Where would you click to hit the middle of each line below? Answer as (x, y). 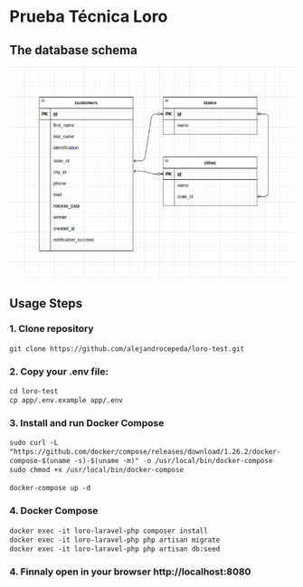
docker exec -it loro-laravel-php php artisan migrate (115, 540)
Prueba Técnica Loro (89, 17)
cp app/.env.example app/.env (66, 401)
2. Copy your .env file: (59, 371)
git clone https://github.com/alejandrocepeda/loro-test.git (127, 349)
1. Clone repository (52, 329)
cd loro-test (34, 392)
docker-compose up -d (50, 488)
